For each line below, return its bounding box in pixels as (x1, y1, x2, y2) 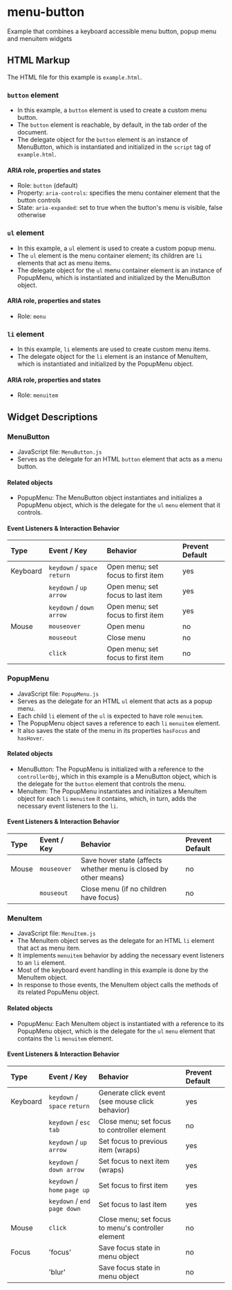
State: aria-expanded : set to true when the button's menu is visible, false (17, 204, 223, 212)
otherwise (17, 211, 46, 219)
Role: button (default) (17, 182, 78, 190)
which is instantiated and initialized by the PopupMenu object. (17, 360, 194, 368)
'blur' (48, 1267, 66, 1277)
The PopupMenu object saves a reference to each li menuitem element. (17, 718, 221, 727)
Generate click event (98, 1088, 166, 1097)
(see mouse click (98, 1096, 154, 1106)
